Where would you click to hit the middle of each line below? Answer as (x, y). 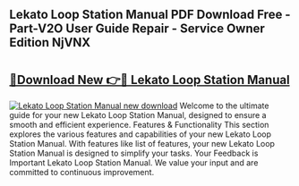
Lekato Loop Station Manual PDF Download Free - (150, 15)
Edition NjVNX (50, 42)
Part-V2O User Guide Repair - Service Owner (137, 29)
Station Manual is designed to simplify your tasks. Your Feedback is (134, 153)
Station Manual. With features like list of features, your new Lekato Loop (142, 144)
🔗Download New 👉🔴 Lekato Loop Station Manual (149, 80)
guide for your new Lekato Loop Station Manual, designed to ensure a (138, 115)
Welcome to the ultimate (224, 106)
